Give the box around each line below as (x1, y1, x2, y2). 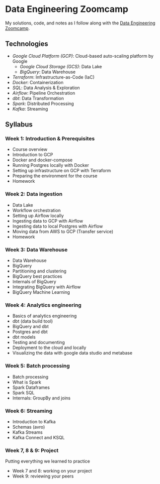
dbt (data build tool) (12, 318, 53, 324)
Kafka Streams (12, 429, 43, 435)
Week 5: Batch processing (5, 363, 70, 369)
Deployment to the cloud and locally (12, 345, 86, 351)
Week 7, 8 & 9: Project (5, 447, 59, 454)
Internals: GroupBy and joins (12, 395, 71, 401)
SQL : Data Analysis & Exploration (12, 85, 80, 91)
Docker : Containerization (12, 79, 64, 85)
